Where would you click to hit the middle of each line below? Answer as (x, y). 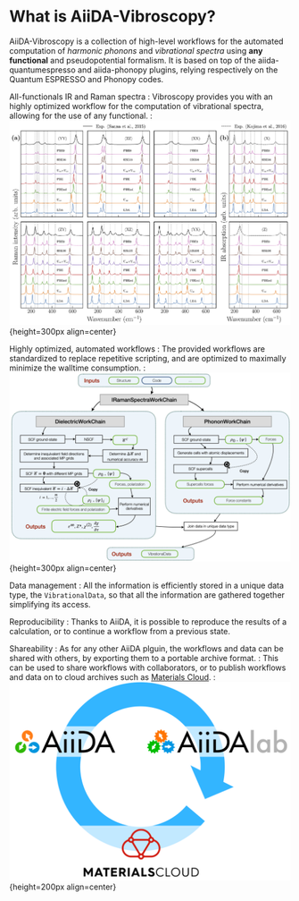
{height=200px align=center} (63, 887)
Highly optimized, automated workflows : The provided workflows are (137, 348)
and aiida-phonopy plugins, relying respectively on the (178, 70)
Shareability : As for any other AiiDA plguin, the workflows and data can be (146, 648)
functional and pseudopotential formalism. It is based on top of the (133, 60)
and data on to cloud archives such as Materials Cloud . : (112, 676)
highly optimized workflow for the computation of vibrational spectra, (137, 106)
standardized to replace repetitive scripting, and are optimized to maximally (148, 358)
